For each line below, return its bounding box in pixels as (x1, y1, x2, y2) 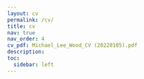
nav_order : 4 (7, 36, 45, 43)
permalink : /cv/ (7, 16, 54, 23)
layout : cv (7, 10, 39, 17)
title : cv (7, 23, 36, 30)
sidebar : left (13, 61, 54, 68)
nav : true (7, 29, 36, 36)
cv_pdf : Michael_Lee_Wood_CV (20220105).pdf (7, 42, 138, 49)
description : (7, 49, 45, 56)
